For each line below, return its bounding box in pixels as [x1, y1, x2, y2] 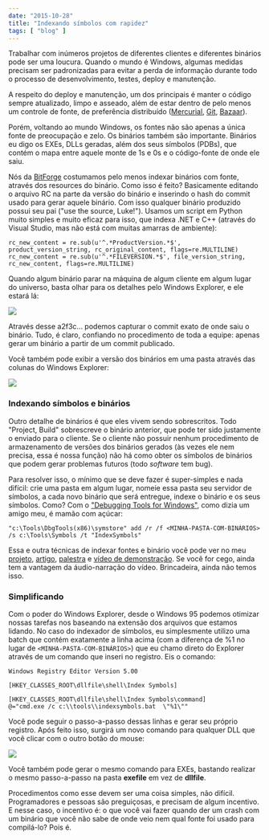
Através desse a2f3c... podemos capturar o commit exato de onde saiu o [8, 322, 250, 332]
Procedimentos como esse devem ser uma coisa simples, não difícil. [8, 788, 235, 797]
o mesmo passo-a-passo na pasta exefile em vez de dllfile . [8, 773, 206, 782]
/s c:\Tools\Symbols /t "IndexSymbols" [8, 531, 142, 539]
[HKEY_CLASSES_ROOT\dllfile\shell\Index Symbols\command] [8, 695, 206, 703]
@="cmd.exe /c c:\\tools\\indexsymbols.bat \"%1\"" [8, 702, 189, 711]
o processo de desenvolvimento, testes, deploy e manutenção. [8, 74, 217, 84]
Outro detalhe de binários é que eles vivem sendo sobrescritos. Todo [8, 416, 237, 426]
